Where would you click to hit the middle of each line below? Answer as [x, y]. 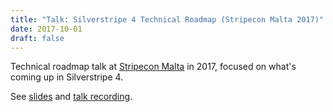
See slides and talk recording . [71, 97]
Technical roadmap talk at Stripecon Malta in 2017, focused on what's [153, 67]
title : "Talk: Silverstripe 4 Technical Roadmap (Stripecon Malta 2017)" [167, 19]
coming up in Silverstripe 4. [67, 77]
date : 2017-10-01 [46, 29]
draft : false [37, 38]
